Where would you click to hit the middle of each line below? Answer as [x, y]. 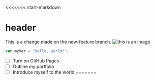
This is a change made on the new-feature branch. [58, 42]
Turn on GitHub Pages [36, 61]
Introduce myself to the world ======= [54, 72]
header [21, 28]
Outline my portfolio [33, 66]
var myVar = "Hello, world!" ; [37, 51]
